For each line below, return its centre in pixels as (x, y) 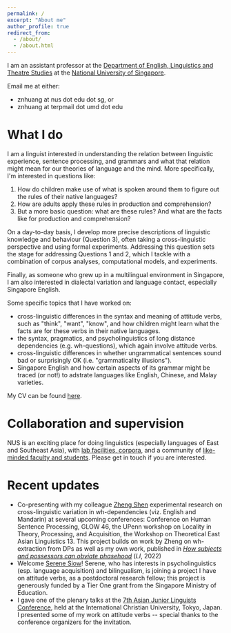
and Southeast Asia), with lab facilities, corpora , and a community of (104, 450)
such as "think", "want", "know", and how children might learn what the (118, 323)
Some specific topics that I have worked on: (70, 303)
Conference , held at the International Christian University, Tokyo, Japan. (120, 607)
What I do (35, 135)
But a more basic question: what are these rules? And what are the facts (120, 211)
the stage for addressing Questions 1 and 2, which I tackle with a (99, 254)
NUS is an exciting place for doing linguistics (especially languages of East (113, 442)
